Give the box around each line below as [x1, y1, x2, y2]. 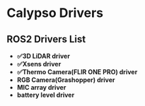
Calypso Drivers [6, 5, 104, 21]
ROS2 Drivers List [6, 33, 86, 45]
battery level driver [16, 90, 75, 99]
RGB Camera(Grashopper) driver [16, 76, 115, 84]
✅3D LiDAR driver [16, 52, 70, 60]
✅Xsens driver [16, 60, 62, 68]
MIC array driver [16, 83, 66, 91]
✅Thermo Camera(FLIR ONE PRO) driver [16, 68, 138, 76]
